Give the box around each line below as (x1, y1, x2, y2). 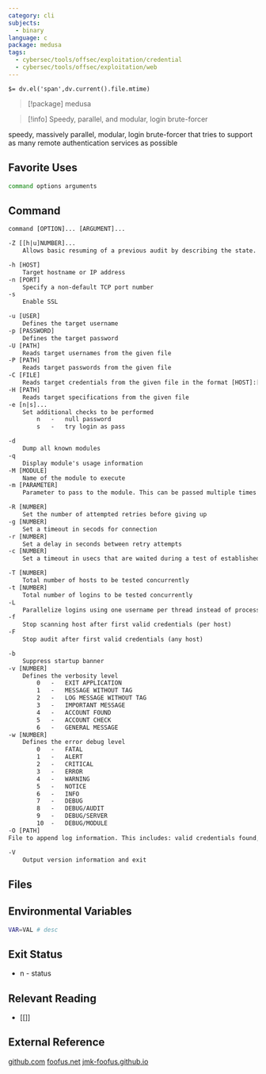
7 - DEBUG (36, 797, 83, 805)
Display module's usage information (22, 459, 144, 467)
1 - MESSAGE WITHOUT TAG (36, 687, 133, 695)
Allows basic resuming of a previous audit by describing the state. (22, 247, 257, 255)
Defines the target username (22, 320, 119, 328)
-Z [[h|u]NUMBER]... (8, 240, 77, 247)
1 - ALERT (36, 753, 83, 761)
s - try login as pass (36, 423, 126, 431)
